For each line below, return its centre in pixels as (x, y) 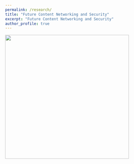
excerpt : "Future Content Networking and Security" (59, 19)
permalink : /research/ (28, 10)
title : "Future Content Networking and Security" (57, 14)
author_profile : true (27, 24)
